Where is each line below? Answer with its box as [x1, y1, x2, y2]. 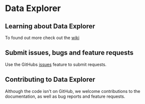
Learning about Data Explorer [5, 22, 95, 30]
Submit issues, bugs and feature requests [5, 49, 134, 57]
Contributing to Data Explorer [5, 76, 96, 84]
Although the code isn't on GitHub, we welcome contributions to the [5, 88, 141, 94]
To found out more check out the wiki [5, 35, 80, 40]
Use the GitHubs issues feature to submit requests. [5, 61, 107, 67]
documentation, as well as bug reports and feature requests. [5, 93, 126, 99]
